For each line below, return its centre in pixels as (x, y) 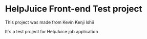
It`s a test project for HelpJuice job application (52, 31)
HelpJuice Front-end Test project (74, 9)
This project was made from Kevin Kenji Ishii (50, 22)
